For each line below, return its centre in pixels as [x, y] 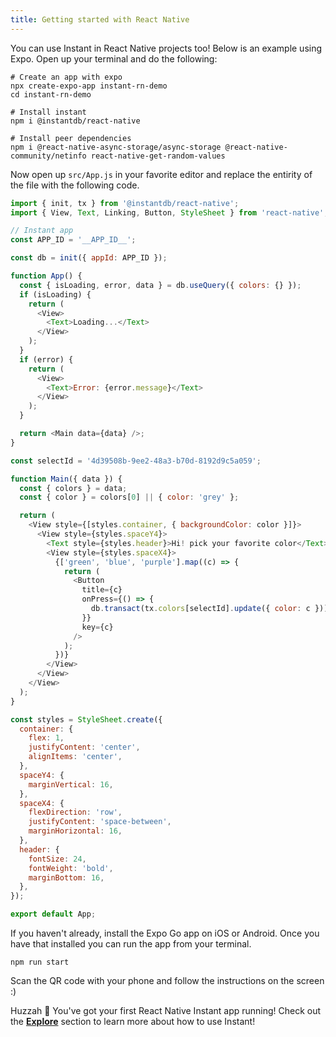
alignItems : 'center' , [75, 757]
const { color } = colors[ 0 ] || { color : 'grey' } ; [129, 497]
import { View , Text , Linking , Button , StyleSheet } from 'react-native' [167, 212]
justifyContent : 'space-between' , [100, 822]
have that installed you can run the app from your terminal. [131, 944]
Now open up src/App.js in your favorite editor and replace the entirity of [161, 174]
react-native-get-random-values [158, 156]
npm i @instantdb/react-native [75, 121]
